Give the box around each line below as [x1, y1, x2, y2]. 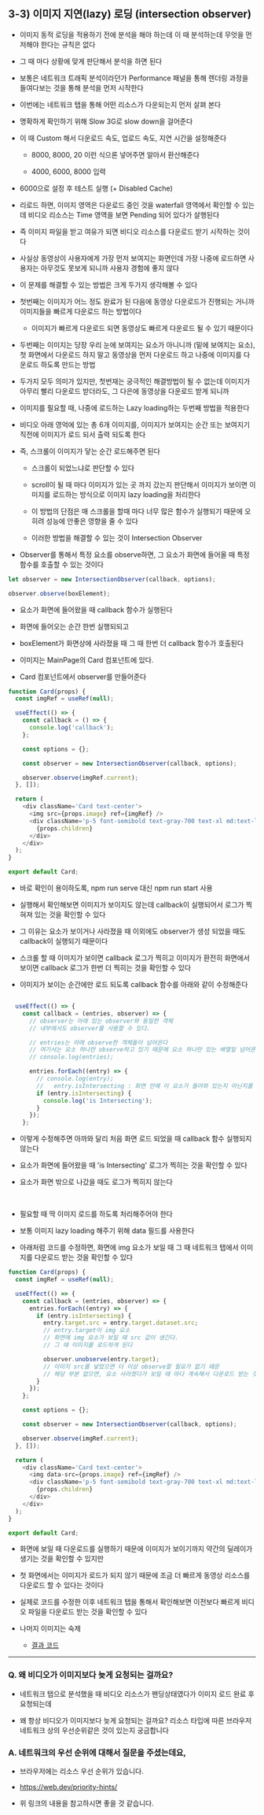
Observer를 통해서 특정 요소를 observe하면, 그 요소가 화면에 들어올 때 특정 [19, 550, 250, 559]
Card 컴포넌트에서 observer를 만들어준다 [19, 672, 147, 681]
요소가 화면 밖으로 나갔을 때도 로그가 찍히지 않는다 [19, 1177, 173, 1187]
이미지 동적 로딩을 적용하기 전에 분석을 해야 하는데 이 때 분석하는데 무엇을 [19, 30, 244, 39]
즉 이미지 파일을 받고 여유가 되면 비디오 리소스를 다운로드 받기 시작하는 [19, 227, 236, 236]
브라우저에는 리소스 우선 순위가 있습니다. [19, 1767, 144, 1776]
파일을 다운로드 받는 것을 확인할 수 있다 [27, 1607, 148, 1616]
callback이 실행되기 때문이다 [19, 937, 108, 946]
